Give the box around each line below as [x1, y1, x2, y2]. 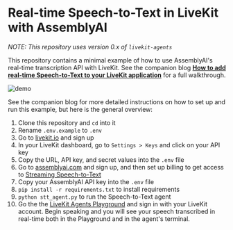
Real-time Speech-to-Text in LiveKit [8, 5, 219, 21]
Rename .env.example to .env [17, 126, 103, 134]
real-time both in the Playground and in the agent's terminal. [17, 214, 190, 223]
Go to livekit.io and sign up [17, 133, 94, 142]
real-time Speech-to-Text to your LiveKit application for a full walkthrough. [8, 71, 226, 79]
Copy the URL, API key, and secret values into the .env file [17, 155, 184, 164]
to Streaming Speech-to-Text [17, 170, 101, 179]
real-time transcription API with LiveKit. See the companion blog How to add [8, 63, 226, 72]
